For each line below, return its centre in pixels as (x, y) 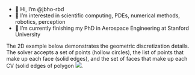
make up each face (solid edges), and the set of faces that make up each (97, 59)
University (28, 35)
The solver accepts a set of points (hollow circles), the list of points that (95, 52)
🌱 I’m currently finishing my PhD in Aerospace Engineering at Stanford (102, 28)
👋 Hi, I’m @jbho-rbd (39, 9)
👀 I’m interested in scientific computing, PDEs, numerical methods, (97, 15)
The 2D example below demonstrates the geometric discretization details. (98, 46)
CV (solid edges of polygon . (45, 66)
